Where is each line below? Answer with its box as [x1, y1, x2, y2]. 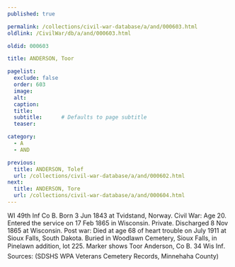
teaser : [13, 121, 37, 128]
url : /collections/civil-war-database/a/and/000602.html [13, 172, 185, 179]
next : [7, 179, 23, 186]
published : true [7, 10, 55, 18]
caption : [13, 100, 40, 108]
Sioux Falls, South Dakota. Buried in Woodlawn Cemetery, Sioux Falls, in [7, 234, 217, 242]
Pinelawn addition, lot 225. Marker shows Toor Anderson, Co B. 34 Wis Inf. [7, 242, 226, 250]
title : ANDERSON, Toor [7, 55, 74, 62]
